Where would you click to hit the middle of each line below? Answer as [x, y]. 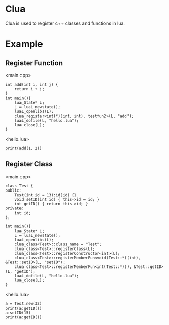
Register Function [34, 63]
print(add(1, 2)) [24, 148]
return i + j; [29, 89]
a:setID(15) [18, 313]
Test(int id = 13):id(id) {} [46, 195]
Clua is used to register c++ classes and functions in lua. [65, 23]
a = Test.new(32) [24, 303]
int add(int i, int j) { [32, 84]
